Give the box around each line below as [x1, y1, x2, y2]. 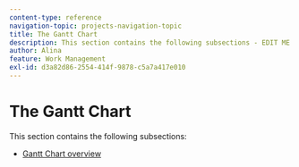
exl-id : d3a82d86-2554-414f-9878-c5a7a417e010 [9, 63, 186, 72]
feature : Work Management [9, 54, 106, 63]
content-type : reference [9, 13, 102, 22]
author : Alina [9, 46, 63, 55]
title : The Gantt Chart [9, 29, 98, 38]
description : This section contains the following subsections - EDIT [9, 38, 278, 47]
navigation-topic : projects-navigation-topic [9, 21, 182, 30]
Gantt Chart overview [21, 148, 101, 159]
